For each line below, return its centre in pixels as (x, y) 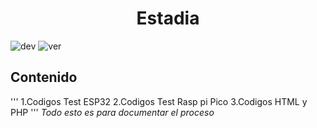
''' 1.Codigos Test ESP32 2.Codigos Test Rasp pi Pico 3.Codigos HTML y (159, 101)
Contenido (44, 77)
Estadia (168, 18)
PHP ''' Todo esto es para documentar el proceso (112, 112)
